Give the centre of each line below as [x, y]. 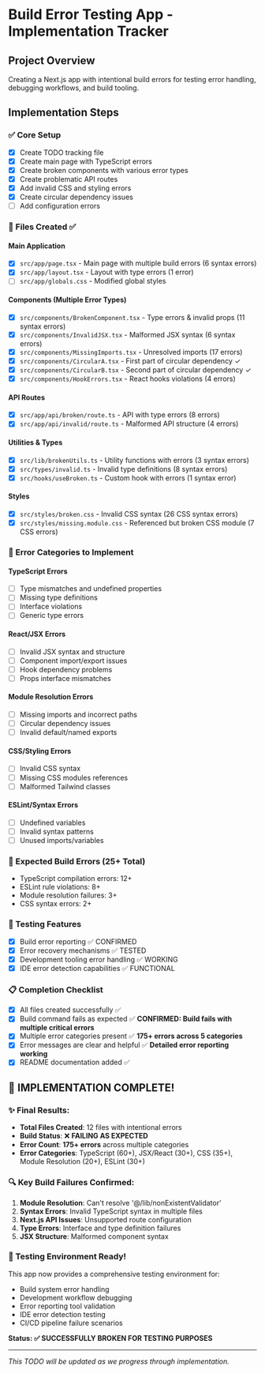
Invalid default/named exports [68, 732]
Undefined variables [52, 823]
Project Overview [52, 60]
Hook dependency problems [66, 669]
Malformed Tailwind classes [65, 786]
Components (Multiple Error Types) [67, 300]
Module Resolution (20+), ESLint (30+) [82, 1161]
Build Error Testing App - [91, 15]
